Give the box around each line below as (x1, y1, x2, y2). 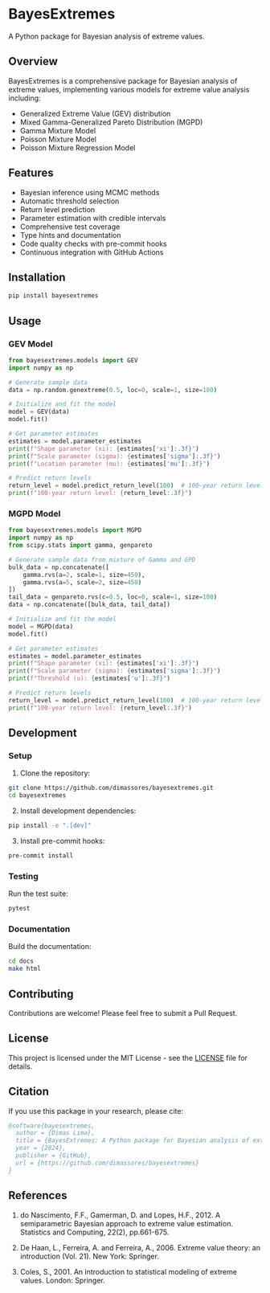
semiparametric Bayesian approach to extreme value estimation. (19, 1218, 233, 1228)
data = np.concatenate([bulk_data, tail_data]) (8, 600, 171, 609)
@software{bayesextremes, (8, 1122, 95, 1130)
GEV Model (8, 338, 54, 350)
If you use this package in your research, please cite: (8, 1106, 183, 1115)
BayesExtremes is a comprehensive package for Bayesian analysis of (8, 76, 238, 85)
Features (8, 166, 54, 180)
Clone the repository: (19, 768, 91, 778)
